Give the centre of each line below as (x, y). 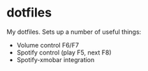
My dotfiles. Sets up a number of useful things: (74, 32)
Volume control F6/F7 (48, 45)
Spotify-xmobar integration (55, 59)
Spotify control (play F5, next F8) (64, 52)
